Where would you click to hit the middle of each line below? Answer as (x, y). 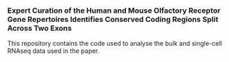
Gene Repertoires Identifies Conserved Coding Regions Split (113, 19)
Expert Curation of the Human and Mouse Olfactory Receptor (114, 11)
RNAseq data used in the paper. (54, 51)
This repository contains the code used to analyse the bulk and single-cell (115, 44)
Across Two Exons (39, 28)
